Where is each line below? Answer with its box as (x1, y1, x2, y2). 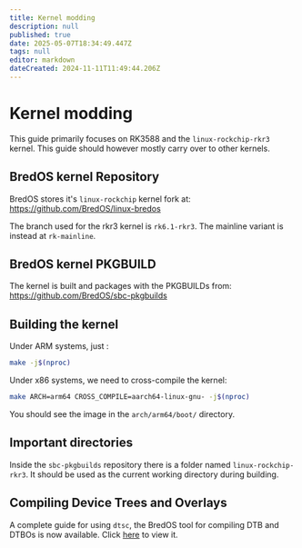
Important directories (9, 435, 134, 451)
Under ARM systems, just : (9, 341, 109, 352)
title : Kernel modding (9, 13, 96, 23)
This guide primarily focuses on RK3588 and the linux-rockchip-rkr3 (9, 133, 270, 144)
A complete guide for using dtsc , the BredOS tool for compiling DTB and (9, 519, 279, 530)
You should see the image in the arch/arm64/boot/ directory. (9, 409, 235, 419)
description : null (9, 22, 79, 31)
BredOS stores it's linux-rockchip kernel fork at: (9, 193, 191, 204)
